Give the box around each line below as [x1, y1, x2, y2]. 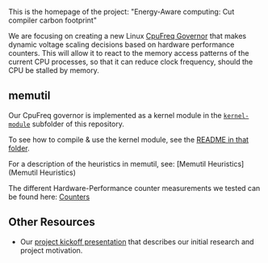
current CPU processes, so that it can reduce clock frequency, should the [8, 57, 253, 66]
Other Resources [8, 215, 95, 229]
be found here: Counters [8, 192, 90, 201]
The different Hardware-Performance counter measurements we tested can [8, 183, 261, 193]
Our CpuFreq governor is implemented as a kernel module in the [8, 110, 222, 120]
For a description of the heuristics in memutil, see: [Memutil [8, 159, 207, 168]
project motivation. [19, 245, 83, 255]
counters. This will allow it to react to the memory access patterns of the [8, 49, 249, 57]
